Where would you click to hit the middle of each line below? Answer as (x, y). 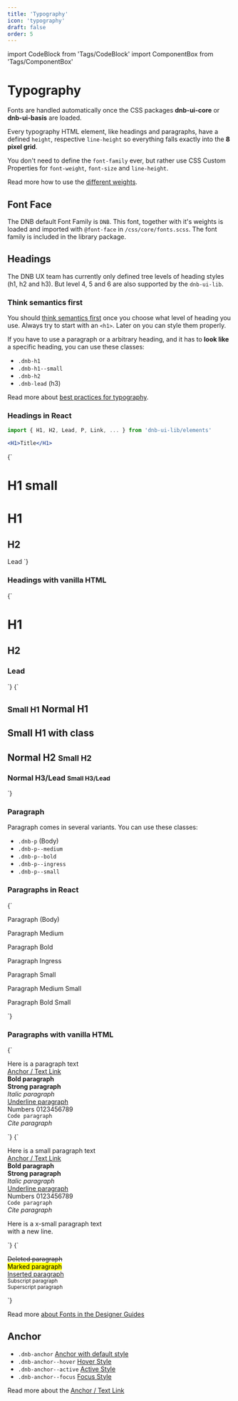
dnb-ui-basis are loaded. (45, 118)
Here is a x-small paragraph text (55, 1223)
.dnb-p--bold (37, 857)
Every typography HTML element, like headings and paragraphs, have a (113, 132)
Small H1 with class (51, 733)
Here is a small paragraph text (52, 1150)
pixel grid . (22, 147)
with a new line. (30, 1231)
